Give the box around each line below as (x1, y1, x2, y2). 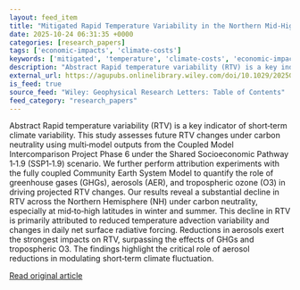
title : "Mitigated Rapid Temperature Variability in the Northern (9, 21, 262, 30)
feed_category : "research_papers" (9, 95, 138, 105)
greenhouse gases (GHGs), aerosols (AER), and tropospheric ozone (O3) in (9, 178, 286, 188)
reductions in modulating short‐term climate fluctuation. (9, 253, 214, 264)
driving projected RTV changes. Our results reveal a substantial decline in (9, 186, 279, 197)
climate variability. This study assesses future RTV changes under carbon (9, 130, 281, 141)
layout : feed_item (9, 12, 78, 22)
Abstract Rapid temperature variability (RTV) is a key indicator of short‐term (9, 120, 287, 131)
